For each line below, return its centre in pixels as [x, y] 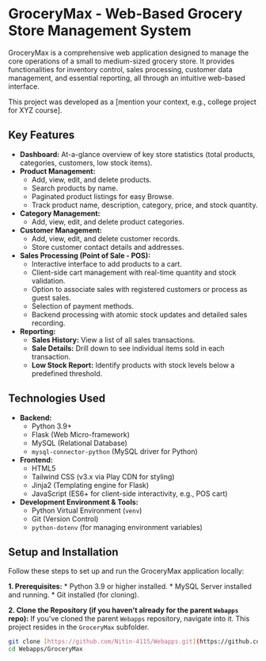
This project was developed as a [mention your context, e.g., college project [133, 102]
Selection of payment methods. [83, 306]
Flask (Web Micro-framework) [81, 434]
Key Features [42, 135]
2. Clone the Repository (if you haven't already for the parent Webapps [123, 610]
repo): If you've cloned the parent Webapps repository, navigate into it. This [129, 619]
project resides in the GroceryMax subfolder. [79, 627]
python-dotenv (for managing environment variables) [117, 527]
